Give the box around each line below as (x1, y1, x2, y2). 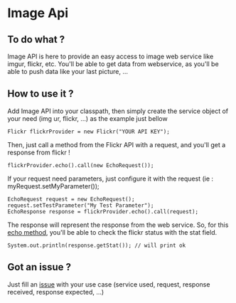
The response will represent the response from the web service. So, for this (7, 220, 229, 229)
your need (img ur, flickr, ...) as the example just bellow (7, 114, 168, 122)
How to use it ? (7, 87, 74, 100)
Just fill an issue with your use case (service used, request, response (7, 280, 210, 289)
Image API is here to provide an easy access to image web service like (7, 52, 214, 60)
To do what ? (7, 33, 65, 46)
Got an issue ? (7, 261, 72, 273)
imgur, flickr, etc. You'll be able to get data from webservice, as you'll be (7, 60, 219, 68)
